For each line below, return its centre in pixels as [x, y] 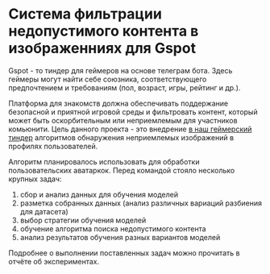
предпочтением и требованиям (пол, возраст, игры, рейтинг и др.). [125, 87]
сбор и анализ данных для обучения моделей [99, 194]
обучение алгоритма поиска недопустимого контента [113, 228]
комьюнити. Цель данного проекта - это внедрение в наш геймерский [130, 129]
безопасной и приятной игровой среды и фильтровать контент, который [133, 112]
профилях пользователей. [53, 146]
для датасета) [44, 211]
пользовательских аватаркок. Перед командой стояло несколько [122, 170]
